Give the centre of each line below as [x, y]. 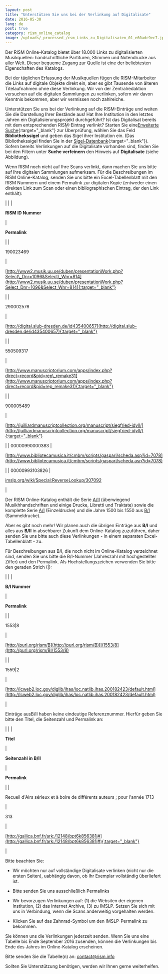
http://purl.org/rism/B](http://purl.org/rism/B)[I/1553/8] [63, 645]
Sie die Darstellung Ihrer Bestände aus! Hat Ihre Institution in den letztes [79, 114]
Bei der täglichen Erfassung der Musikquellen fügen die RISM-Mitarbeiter [81, 78]
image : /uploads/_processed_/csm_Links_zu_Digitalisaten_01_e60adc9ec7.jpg [86, 38]
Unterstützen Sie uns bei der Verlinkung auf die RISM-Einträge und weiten [81, 109]
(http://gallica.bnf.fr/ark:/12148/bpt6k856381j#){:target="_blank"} [72, 841]
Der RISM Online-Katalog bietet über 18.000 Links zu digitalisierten [74, 52]
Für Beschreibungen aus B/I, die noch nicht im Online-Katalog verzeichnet [81, 551]
